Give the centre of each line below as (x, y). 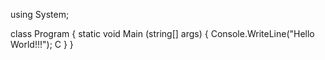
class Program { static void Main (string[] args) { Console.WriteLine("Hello (162, 33)
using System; (40, 14)
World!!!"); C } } (42, 44)
